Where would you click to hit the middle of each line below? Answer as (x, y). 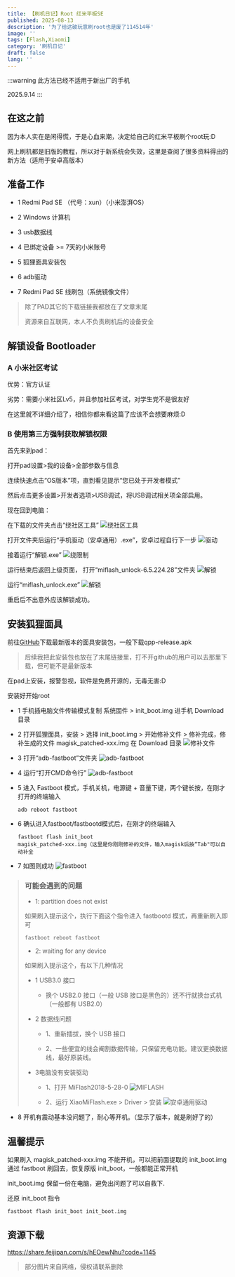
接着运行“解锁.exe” (34, 555)
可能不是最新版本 (68, 666)
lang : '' (20, 60)
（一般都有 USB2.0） (76, 1004)
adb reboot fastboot (47, 810)
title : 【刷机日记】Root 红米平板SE (55, 14)
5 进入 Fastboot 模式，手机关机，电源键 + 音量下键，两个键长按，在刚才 (121, 788)
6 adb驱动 (32, 277)
